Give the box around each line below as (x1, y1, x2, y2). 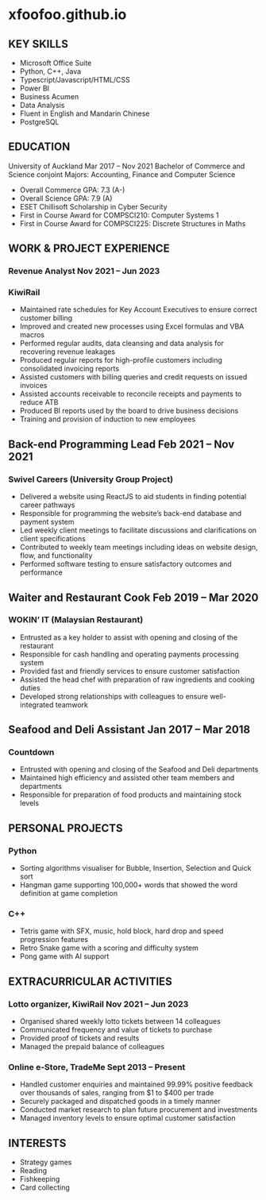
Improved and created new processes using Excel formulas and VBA (19, 321, 245, 331)
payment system (19, 517, 75, 527)
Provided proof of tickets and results (19, 1033, 140, 1043)
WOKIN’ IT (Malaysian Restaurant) (8, 614, 144, 625)
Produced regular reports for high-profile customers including (19, 356, 222, 365)
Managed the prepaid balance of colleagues (19, 1042, 165, 1052)
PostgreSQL (19, 117, 60, 126)
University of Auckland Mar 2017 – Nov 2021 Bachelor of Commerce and (8, 161, 245, 171)
